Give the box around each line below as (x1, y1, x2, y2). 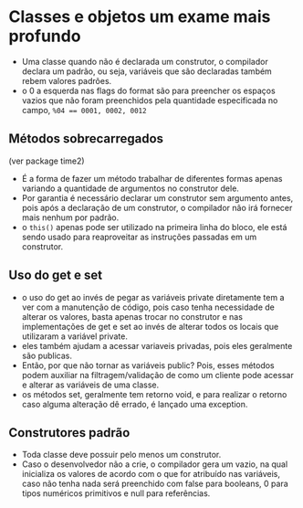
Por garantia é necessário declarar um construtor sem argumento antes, (21, 192, 294, 203)
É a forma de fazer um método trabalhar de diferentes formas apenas (21, 173, 283, 184)
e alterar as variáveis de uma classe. (21, 379, 160, 390)
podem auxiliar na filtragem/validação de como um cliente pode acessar (21, 369, 294, 380)
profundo (8, 26, 81, 47)
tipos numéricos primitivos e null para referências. (21, 488, 211, 499)
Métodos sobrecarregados (8, 131, 164, 147)
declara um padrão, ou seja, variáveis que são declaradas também (21, 66, 273, 77)
